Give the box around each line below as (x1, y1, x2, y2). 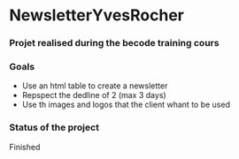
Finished (9, 141, 41, 152)
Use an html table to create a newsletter (21, 80, 168, 91)
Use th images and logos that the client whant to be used (21, 99, 230, 110)
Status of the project (9, 121, 100, 133)
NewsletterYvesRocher (9, 5, 184, 26)
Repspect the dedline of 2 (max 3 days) (21, 90, 166, 101)
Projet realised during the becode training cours (9, 37, 220, 49)
